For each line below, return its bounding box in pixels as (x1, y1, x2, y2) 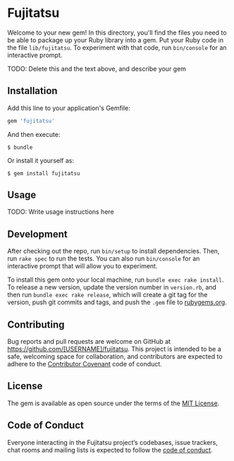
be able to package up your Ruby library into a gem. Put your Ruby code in (7, 35, 224, 44)
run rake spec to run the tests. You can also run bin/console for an (7, 254, 200, 263)
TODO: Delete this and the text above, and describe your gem (7, 64, 187, 73)
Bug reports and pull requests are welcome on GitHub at (7, 337, 171, 346)
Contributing (7, 318, 65, 330)
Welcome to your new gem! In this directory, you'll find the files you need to (7, 28, 227, 37)
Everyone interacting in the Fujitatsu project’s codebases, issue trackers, (7, 438, 218, 446)
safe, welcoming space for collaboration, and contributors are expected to (7, 352, 223, 361)
